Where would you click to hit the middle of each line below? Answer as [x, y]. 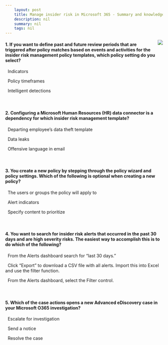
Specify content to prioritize [36, 212]
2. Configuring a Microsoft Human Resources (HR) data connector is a [79, 112]
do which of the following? [33, 244]
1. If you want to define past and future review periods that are [71, 44]
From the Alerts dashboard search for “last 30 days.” [62, 255]
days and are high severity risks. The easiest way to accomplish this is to [82, 239]
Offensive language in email [36, 148]
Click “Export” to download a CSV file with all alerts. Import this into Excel [83, 265]
